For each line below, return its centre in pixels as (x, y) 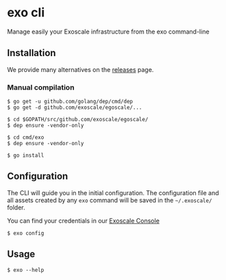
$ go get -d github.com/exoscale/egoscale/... (75, 107)
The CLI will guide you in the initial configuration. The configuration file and (113, 192)
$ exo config (26, 233)
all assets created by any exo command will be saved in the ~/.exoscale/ (110, 200)
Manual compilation (41, 87)
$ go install (26, 155)
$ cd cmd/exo (26, 138)
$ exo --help (26, 270)
